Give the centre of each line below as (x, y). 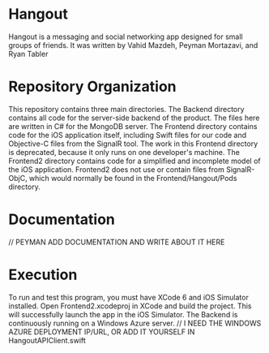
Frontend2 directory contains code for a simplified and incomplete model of (134, 161)
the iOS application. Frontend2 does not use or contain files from (116, 169)
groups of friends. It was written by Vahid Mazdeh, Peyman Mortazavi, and (133, 45)
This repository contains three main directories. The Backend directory (126, 109)
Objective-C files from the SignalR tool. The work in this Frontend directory (133, 144)
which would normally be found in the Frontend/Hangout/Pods (133, 178)
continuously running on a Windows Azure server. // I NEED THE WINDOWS (135, 323)
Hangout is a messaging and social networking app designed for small (126, 37)
